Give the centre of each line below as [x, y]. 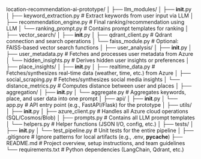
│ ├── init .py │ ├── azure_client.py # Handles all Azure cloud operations [97, 111]
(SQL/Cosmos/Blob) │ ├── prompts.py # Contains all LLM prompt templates [100, 118]
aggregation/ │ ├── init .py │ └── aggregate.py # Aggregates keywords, [96, 92]
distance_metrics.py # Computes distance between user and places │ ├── [99, 86]
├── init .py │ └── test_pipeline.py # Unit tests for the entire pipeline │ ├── [100, 130]
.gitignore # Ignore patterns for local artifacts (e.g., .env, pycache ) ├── [94, 137]
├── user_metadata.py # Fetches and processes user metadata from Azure [100, 54]
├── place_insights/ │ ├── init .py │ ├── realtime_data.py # [81, 67]
